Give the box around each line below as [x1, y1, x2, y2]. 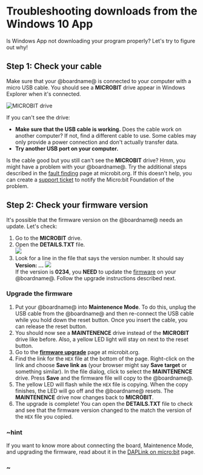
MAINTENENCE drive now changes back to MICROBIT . [15, 393, 154, 401]
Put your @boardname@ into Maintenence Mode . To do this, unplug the [15, 303, 196, 311]
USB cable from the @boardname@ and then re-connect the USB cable [15, 309, 194, 317]
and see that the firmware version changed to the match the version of [15, 406, 192, 414]
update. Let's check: [6, 223, 58, 230]
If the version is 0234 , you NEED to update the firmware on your [15, 268, 176, 275]
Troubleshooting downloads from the [6, 4, 198, 18]
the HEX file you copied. [15, 413, 73, 420]
